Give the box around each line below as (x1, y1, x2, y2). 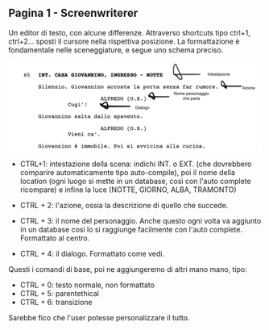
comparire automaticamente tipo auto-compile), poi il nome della (19, 167, 236, 177)
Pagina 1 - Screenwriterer (8, 6, 139, 20)
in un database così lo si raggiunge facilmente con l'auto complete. (19, 224, 243, 234)
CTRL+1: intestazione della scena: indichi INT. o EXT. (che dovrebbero (19, 159, 252, 169)
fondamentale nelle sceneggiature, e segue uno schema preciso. (8, 44, 224, 55)
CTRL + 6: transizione (19, 297, 93, 307)
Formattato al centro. (19, 233, 90, 243)
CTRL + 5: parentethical (19, 288, 99, 298)
